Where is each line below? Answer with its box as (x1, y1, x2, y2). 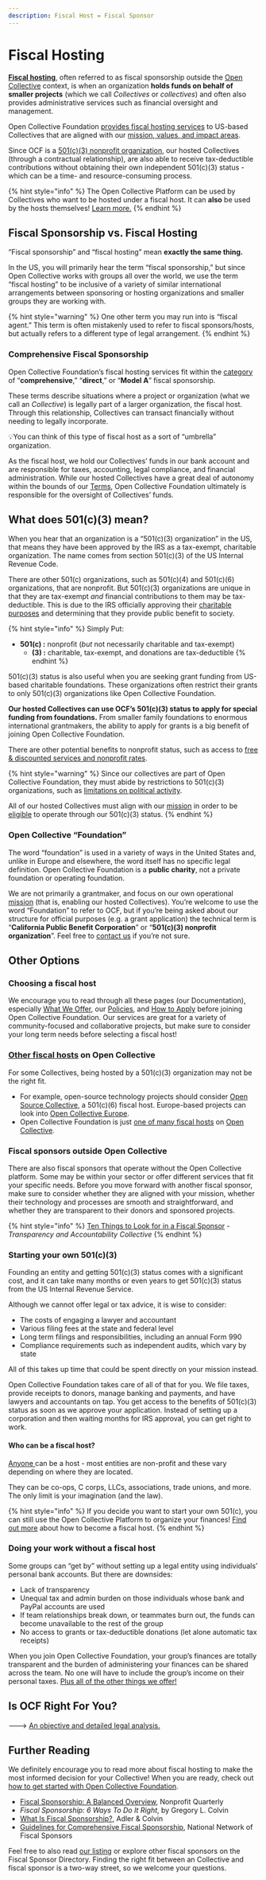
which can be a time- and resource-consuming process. (8, 170, 193, 180)
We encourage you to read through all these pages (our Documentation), (8, 996, 246, 1006)
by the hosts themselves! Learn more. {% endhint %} (8, 203, 182, 213)
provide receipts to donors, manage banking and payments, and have (8, 1389, 236, 1398)
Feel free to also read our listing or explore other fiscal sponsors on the (8, 1847, 241, 1856)
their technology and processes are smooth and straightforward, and (8, 1198, 234, 1207)
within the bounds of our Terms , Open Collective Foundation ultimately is (8, 481, 247, 491)
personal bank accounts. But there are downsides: (8, 1569, 173, 1579)
